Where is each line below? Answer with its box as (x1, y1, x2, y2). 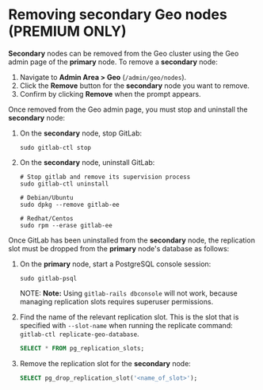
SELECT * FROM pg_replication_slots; (19, 344, 145, 352)
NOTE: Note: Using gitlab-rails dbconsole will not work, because (19, 288, 238, 298)
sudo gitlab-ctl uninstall (19, 180, 109, 188)
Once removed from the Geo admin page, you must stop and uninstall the (8, 105, 248, 114)
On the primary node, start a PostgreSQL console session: (19, 259, 212, 269)
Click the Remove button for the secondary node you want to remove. (19, 81, 250, 90)
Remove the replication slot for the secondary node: (19, 358, 192, 368)
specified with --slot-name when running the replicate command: (19, 320, 233, 330)
